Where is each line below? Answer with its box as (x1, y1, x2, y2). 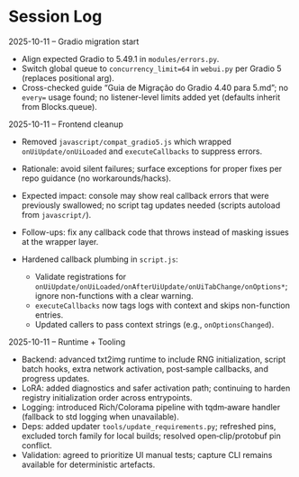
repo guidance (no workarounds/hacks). (21, 173, 172, 184)
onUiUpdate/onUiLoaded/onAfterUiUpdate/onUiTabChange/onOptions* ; (34, 281, 288, 292)
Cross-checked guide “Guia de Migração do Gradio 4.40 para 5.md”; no (21, 82, 289, 93)
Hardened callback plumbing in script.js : (21, 254, 179, 265)
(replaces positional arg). (21, 72, 114, 83)
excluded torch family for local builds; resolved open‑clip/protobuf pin (21, 430, 281, 441)
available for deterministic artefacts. (21, 459, 156, 470)
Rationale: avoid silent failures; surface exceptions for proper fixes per (21, 163, 283, 174)
